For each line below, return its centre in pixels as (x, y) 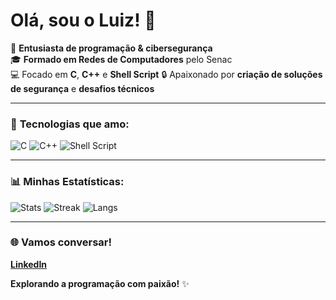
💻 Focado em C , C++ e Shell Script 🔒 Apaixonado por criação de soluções (166, 74)
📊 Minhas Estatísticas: (67, 182)
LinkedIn (29, 264)
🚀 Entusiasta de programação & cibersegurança (111, 48)
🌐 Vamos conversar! (61, 242)
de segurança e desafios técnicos (82, 88)
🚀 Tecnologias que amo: (70, 124)
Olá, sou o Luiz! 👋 (83, 20)
